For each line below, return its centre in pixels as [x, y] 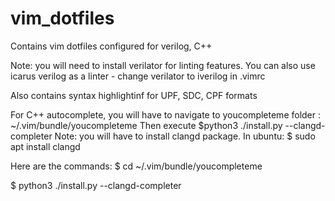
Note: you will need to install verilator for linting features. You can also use [163, 65]
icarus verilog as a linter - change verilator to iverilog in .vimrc [138, 76]
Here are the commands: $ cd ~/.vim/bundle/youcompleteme [136, 166]
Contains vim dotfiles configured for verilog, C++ [111, 46]
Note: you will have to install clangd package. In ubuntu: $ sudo [185, 136]
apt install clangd [45, 146]
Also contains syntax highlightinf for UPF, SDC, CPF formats [134, 95]
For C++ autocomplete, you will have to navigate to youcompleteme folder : [166, 114]
